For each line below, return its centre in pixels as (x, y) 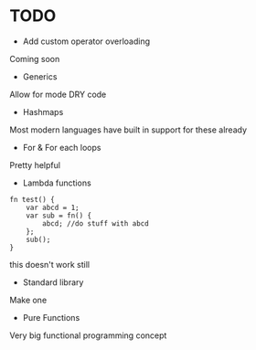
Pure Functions (51, 317)
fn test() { (32, 199)
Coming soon (35, 58)
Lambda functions (57, 183)
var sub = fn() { (59, 216)
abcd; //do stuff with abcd (96, 223)
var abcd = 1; (53, 207)
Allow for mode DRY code (58, 94)
